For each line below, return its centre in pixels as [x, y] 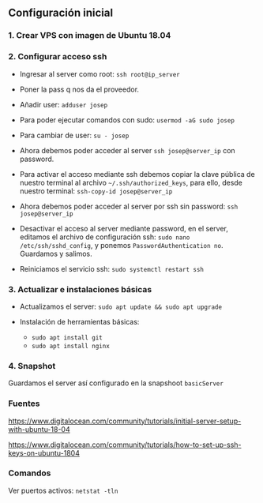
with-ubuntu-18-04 [39, 429]
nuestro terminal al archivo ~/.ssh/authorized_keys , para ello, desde [131, 182]
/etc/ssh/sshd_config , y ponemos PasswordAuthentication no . [121, 245]
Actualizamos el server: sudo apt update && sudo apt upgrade [121, 306]
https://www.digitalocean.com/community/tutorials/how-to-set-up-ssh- [125, 445]
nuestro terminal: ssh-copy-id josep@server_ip [96, 191]
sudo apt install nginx [71, 346]
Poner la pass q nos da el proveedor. [79, 89]
